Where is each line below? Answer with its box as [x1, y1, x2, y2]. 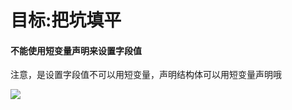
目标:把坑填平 [10, 9, 122, 32]
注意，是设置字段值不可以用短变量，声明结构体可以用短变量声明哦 [10, 69, 282, 81]
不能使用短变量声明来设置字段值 [10, 44, 142, 56]
